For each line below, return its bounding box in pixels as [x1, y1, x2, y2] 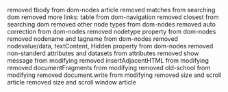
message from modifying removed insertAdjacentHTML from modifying [7, 57, 209, 64]
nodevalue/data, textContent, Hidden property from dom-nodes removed [7, 42, 214, 50]
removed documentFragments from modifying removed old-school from [7, 64, 211, 72]
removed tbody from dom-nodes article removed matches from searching [7, 6, 216, 14]
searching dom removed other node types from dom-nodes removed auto [7, 20, 216, 28]
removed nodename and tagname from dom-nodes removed [7, 35, 179, 43]
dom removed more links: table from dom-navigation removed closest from [7, 13, 219, 21]
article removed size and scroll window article [7, 78, 137, 86]
